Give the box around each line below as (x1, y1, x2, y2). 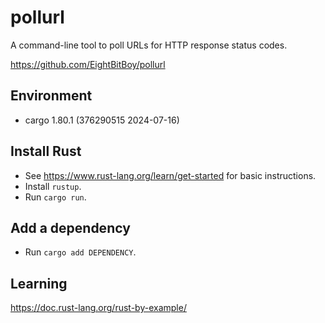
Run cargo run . (24, 191, 87, 203)
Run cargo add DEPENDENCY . (24, 246, 137, 258)
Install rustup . (24, 180, 82, 192)
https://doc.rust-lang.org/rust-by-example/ (10, 302, 187, 314)
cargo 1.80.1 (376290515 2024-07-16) (24, 114, 180, 126)
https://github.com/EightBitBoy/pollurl (10, 58, 166, 70)
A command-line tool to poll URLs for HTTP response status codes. (10, 39, 288, 51)
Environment (10, 87, 93, 105)
